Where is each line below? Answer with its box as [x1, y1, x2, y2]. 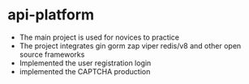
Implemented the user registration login [19, 58, 152, 68]
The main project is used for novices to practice [19, 32, 180, 42]
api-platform [7, 6, 95, 24]
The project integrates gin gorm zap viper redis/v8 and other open [19, 40, 242, 50]
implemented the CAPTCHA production [19, 66, 151, 76]
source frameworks [19, 49, 85, 59]
